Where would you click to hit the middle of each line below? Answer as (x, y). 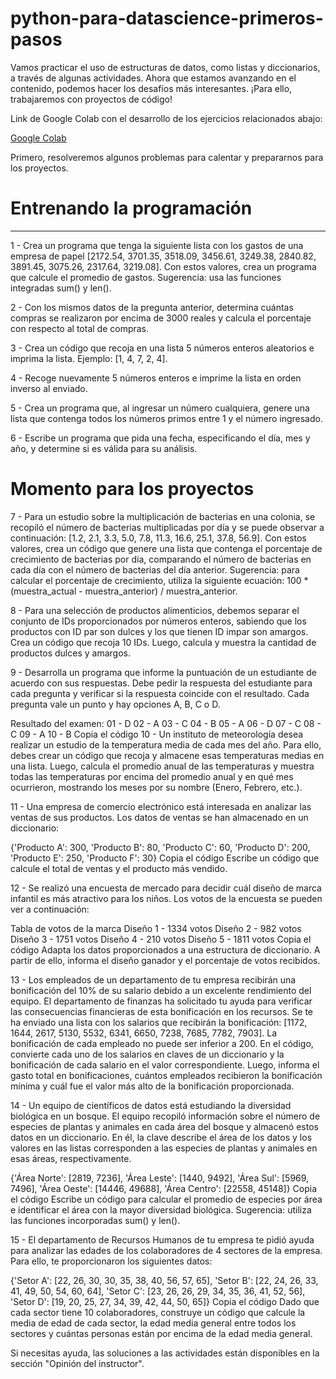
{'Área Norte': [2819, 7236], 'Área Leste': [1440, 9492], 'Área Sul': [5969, (160, 1178)
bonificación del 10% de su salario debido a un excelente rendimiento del (161, 990)
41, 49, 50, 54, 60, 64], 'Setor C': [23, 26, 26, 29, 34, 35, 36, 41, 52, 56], (158, 1291)
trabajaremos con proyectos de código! (91, 99)
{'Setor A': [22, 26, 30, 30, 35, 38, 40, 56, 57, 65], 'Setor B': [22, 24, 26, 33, (164, 1280)
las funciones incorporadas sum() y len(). (95, 1220)
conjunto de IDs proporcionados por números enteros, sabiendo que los (158, 621)
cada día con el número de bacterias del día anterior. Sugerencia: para (155, 569)
